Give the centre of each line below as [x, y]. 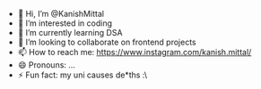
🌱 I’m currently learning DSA [70, 32]
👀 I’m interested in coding [65, 23]
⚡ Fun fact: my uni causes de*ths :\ [83, 75]
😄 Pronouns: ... [47, 65]
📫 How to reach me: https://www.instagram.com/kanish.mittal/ [135, 52]
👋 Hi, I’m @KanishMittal [61, 14]
